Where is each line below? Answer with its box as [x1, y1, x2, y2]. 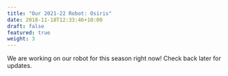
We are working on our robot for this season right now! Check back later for [7, 54, 222, 62]
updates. [7, 62, 32, 70]
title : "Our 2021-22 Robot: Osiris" [7, 10, 112, 17]
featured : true [7, 29, 51, 36]
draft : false [7, 23, 45, 29]
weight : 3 [7, 36, 36, 42]
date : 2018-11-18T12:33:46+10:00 [7, 16, 103, 23]
